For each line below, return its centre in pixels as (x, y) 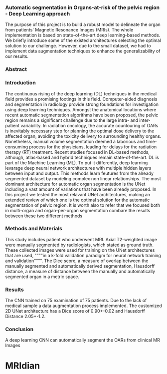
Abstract (16, 69)
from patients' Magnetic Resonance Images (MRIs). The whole (69, 30)
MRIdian (23, 366)
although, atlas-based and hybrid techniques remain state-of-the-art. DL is (82, 157)
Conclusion (19, 330)
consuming (17, 147)
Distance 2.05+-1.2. (25, 317)
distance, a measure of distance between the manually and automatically (80, 271)
